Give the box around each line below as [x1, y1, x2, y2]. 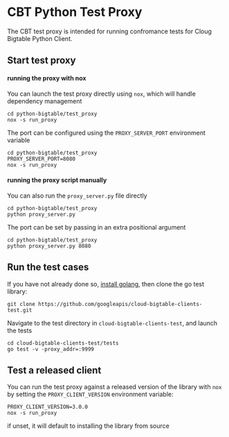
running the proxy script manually [7, 176, 107, 185]
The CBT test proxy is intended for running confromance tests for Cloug [7, 27, 212, 35]
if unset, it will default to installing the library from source [7, 422, 170, 430]
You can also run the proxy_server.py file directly [7, 191, 147, 200]
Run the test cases [7, 262, 89, 273]
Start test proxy [7, 55, 76, 67]
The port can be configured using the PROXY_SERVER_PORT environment [7, 128, 205, 137]
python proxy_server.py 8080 [7, 242, 91, 250]
